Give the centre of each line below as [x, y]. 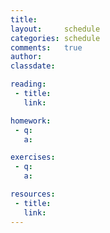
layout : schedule [55, 29]
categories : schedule [55, 38]
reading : [28, 84]
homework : [31, 121]
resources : [33, 194]
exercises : [33, 157]
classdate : [33, 66]
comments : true [46, 47]
